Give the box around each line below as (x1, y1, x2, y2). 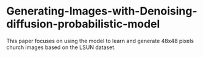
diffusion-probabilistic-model (6, 17, 160, 31)
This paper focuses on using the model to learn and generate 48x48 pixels (6, 37, 194, 44)
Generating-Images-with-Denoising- (6, 4, 198, 18)
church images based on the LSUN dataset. (6, 44, 116, 51)
